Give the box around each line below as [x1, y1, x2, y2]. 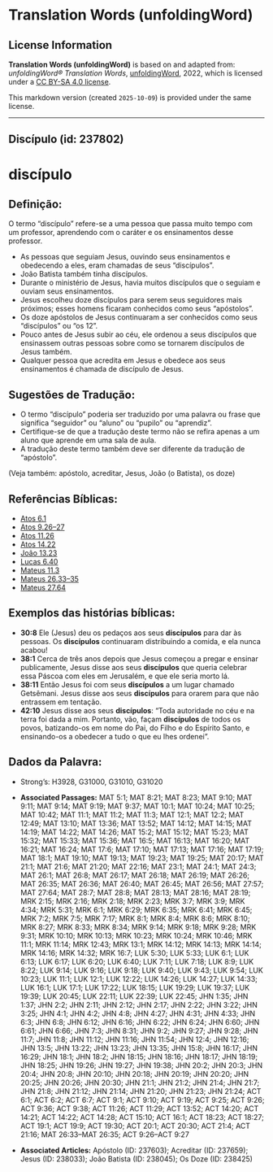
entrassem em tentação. [19, 697, 102, 707]
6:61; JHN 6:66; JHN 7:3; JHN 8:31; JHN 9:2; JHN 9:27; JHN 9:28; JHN [19, 1026, 258, 1035]
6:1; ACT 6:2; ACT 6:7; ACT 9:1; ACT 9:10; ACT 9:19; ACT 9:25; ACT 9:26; [19, 1095, 265, 1104]
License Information [8, 38, 112, 52]
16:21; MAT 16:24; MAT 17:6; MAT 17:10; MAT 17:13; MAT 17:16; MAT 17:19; [19, 844, 264, 854]
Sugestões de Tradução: [8, 388, 136, 402]
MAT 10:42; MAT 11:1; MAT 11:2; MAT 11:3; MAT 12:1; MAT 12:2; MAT [19, 809, 245, 819]
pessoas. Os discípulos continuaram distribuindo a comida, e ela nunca [19, 636, 262, 646]
